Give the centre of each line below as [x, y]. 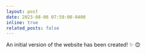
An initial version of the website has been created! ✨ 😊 [73, 45]
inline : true [22, 22]
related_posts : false [33, 28]
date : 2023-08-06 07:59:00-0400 [46, 17]
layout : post [22, 11]
